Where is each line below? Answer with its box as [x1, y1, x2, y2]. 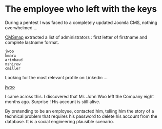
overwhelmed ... [5, 24, 38, 30]
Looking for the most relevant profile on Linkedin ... [5, 74, 108, 80]
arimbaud [5, 57, 23, 62]
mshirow [5, 62, 21, 66]
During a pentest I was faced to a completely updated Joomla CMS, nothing [5, 20, 158, 25]
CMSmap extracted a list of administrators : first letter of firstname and [5, 34, 147, 40]
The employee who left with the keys [5, 3, 157, 15]
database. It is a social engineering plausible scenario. [5, 118, 114, 124]
